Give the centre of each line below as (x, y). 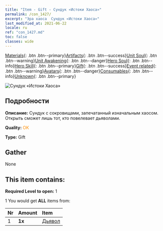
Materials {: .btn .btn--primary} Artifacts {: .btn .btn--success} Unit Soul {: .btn (81, 55)
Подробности (27, 101)
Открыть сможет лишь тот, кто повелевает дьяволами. (63, 118)
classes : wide (20, 42)
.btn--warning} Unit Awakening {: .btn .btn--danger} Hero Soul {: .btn (72, 60)
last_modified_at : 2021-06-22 (36, 23)
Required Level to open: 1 (31, 191)
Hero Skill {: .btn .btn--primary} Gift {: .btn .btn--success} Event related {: (85, 66)
